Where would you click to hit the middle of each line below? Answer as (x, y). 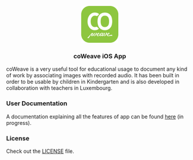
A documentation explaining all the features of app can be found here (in (95, 117)
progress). (19, 123)
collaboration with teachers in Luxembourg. (59, 88)
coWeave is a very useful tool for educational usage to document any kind (97, 69)
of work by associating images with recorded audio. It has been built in (93, 76)
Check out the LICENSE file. (40, 151)
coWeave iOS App (100, 57)
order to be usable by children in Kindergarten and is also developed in (93, 82)
